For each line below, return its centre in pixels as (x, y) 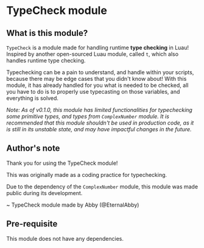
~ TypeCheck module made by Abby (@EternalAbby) (73, 205)
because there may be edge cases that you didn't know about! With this (97, 79)
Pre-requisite (32, 224)
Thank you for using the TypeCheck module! (62, 163)
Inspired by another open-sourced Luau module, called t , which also (92, 54)
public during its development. (44, 193)
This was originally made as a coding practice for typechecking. (87, 174)
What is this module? (47, 33)
